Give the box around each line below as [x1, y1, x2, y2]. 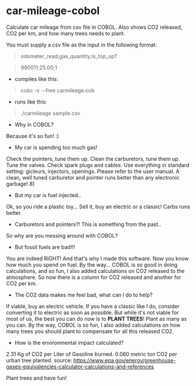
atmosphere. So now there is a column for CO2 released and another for [6, 274, 181, 281]
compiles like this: [14, 75, 59, 82]
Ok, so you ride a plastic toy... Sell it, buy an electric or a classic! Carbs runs [6, 203, 190, 210]
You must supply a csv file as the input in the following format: [6, 41, 157, 48]
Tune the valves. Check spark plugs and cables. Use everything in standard [6, 161, 190, 168]
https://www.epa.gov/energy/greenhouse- [73, 357, 176, 364]
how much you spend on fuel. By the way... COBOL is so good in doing [6, 261, 178, 268]
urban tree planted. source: [6, 357, 72, 364]
